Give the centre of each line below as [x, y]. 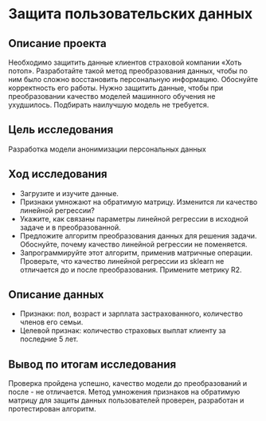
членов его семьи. [51, 322]
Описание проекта [57, 43]
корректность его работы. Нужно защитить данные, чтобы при [116, 88]
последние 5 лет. [49, 339]
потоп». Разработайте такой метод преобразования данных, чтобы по [128, 71]
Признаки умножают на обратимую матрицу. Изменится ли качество [139, 202]
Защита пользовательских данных [131, 14]
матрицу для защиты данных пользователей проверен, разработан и [126, 400]
